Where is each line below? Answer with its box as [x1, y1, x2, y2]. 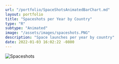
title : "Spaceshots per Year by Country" [5, 16, 93, 21]
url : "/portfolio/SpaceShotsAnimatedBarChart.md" [5, 7, 111, 12]
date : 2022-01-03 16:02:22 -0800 [5, 40, 75, 45]
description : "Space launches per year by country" [5, 35, 115, 40]
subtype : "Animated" [5, 26, 48, 31]
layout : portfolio [5, 12, 43, 17]
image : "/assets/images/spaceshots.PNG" [5, 30, 91, 35]
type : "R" [5, 21, 26, 26]
